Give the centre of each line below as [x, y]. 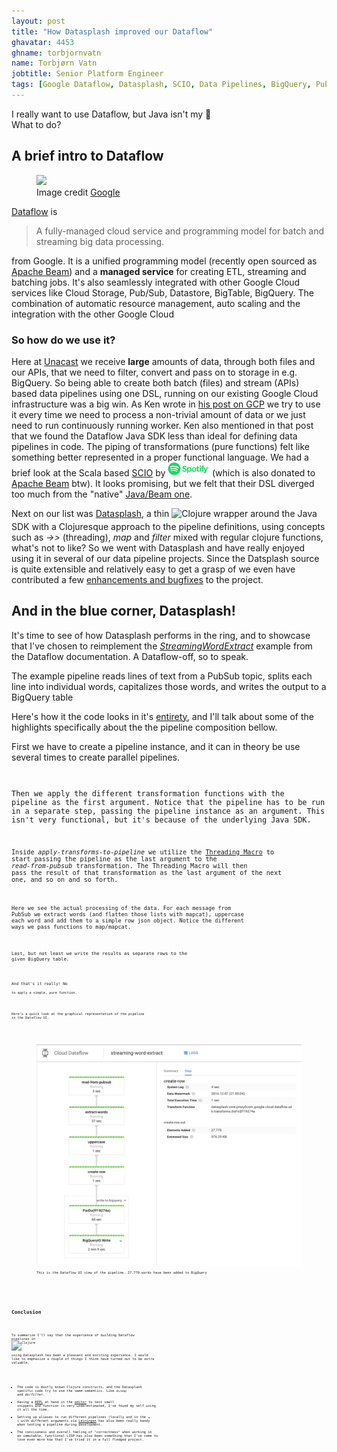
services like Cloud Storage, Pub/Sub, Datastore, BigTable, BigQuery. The [162, 292]
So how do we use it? [63, 340]
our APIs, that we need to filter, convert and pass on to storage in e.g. [154, 372]
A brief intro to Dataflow [87, 156]
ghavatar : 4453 [43, 42]
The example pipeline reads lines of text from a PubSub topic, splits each [162, 676]
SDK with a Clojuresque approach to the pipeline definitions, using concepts [168, 526]
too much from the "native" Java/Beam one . [102, 494]
